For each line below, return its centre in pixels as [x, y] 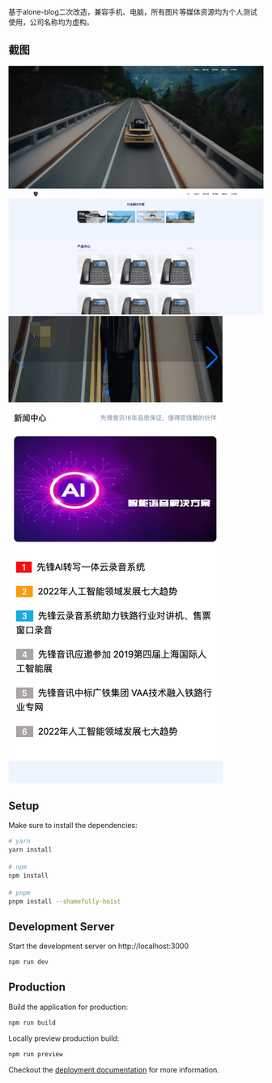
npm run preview [36, 1054]
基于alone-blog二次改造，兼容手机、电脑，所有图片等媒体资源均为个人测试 [133, 12]
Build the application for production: [68, 1007]
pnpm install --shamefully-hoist [65, 901]
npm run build [32, 1023]
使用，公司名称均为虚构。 [51, 22]
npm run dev [28, 962]
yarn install [30, 850]
